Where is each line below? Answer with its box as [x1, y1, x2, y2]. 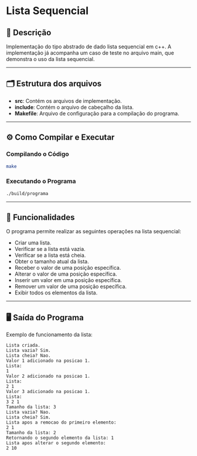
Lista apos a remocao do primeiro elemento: [6, 420, 117, 425]
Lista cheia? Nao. [6, 353, 51, 359]
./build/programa [6, 190, 49, 196]
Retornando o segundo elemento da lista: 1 [6, 435, 114, 441]
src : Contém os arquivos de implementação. [14, 97, 122, 104]
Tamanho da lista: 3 [6, 404, 57, 410]
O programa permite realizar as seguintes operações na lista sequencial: [6, 228, 182, 235]
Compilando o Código [6, 150, 69, 158]
